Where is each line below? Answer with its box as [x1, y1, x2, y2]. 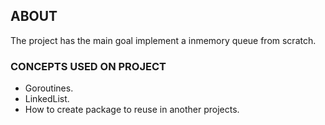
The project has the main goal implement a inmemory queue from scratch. [10, 34, 317, 46]
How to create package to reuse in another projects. [24, 104, 240, 116]
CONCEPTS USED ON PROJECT [10, 59, 167, 73]
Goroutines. [24, 82, 74, 94]
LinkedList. [24, 93, 70, 105]
